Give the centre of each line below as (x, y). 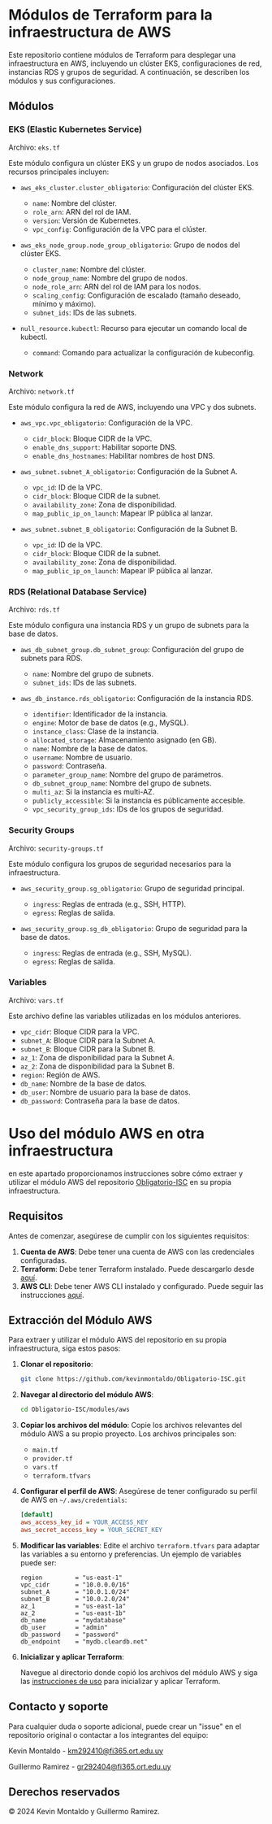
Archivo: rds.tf (35, 609)
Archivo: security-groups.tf (56, 848)
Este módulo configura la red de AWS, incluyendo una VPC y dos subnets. (132, 407)
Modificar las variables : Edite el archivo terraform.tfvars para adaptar (140, 1545)
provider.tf (52, 1459)
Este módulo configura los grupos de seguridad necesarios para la (120, 864)
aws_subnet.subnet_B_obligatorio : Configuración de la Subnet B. (129, 529)
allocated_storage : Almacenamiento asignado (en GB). (124, 740)
